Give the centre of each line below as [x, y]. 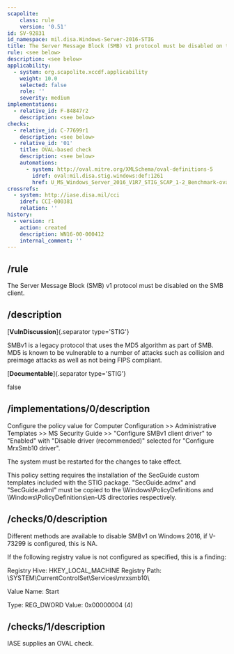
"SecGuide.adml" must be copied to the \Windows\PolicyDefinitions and [110, 489]
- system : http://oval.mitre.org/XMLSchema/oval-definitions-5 [119, 169]
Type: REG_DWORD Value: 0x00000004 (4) [70, 604]
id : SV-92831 [26, 33]
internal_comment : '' [51, 241]
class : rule [37, 20]
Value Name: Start [33, 591]
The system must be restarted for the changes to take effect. [95, 462]
